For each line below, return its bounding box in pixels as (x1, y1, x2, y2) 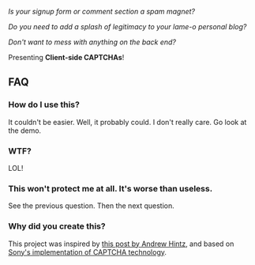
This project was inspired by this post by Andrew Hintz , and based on (8, 239, 234, 248)
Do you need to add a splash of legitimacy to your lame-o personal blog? (8, 22, 247, 31)
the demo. (8, 126, 42, 135)
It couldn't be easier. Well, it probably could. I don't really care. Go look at (8, 117, 247, 127)
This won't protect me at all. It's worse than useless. (8, 183, 213, 194)
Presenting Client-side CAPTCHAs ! (8, 53, 125, 62)
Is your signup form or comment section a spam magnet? (8, 7, 196, 16)
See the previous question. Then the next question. (8, 201, 175, 210)
